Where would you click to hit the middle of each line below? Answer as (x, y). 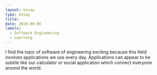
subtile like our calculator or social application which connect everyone (78, 62)
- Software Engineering (34, 33)
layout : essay (20, 10)
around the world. (24, 67)
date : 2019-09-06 (23, 24)
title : (12, 19)
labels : (13, 28)
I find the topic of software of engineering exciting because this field (76, 52)
